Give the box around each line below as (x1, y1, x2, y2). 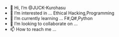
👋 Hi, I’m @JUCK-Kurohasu (9, 5, 66, 10)
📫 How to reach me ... (9, 26, 56, 32)
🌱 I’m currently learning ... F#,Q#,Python (9, 15, 93, 21)
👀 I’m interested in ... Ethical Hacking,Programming (9, 10, 114, 16)
